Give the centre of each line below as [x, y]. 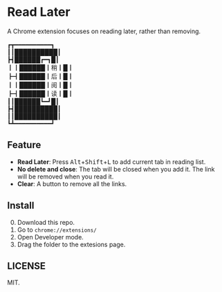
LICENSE [27, 266]
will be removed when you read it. [65, 176]
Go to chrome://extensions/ [57, 230]
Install [21, 206]
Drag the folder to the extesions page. [71, 244]
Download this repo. [46, 222]
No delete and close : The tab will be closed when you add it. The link [116, 169]
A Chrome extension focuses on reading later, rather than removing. [104, 31]
